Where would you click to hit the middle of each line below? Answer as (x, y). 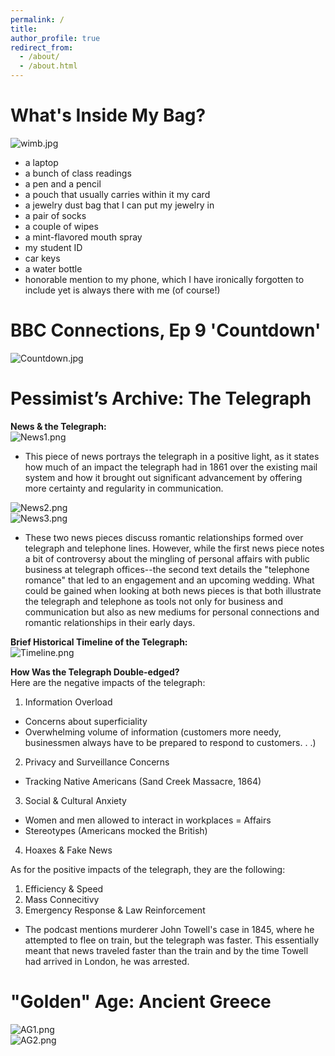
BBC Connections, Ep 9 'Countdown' (166, 330)
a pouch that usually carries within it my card (117, 194)
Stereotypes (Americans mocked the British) (116, 830)
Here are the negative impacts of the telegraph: (108, 682)
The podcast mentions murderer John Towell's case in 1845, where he (169, 929)
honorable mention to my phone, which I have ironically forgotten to (164, 279)
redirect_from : (42, 47)
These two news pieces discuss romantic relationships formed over (164, 537)
